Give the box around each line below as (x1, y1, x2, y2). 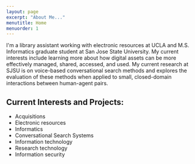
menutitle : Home (6, 20, 47, 26)
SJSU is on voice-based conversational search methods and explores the (6, 67, 187, 75)
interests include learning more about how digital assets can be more (6, 54, 176, 61)
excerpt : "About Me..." (6, 14, 66, 20)
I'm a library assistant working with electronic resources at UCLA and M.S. (6, 42, 190, 49)
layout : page (6, 8, 39, 15)
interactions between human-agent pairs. (6, 80, 109, 87)
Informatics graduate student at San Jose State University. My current (6, 48, 179, 55)
